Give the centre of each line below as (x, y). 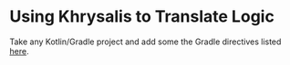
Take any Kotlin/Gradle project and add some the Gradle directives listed (145, 42)
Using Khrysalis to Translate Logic (142, 17)
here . (19, 51)
